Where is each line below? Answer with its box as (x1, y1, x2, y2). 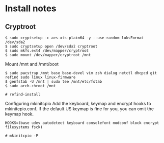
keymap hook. (5, 111, 34, 117)
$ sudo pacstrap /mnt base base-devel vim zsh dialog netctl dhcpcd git (5, 71, 157, 75)
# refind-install (5, 92, 41, 97)
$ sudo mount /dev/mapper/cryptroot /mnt (5, 52, 91, 57)
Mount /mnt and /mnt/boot (5, 61, 59, 67)
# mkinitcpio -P (5, 133, 38, 138)
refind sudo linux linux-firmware (5, 75, 76, 80)
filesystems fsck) (5, 125, 43, 130)
